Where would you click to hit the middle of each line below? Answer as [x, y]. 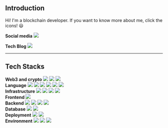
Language [16, 85]
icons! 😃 [14, 25]
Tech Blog [16, 46]
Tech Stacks [25, 67]
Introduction [25, 8]
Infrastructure [20, 91]
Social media [19, 36]
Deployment [18, 115]
